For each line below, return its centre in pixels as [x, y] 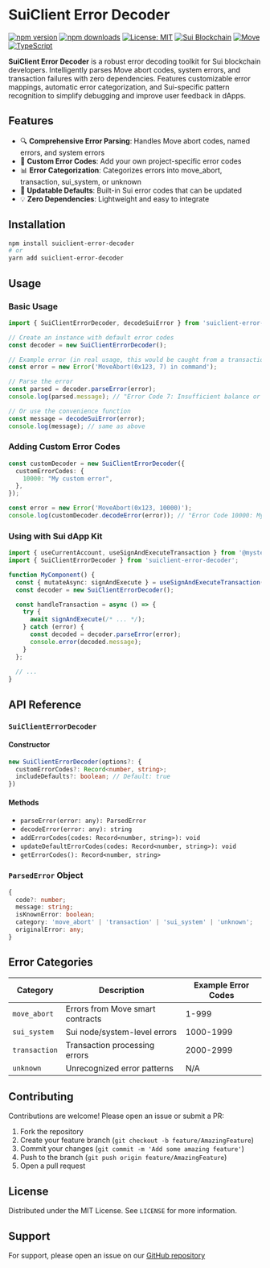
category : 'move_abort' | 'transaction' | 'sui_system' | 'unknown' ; [134, 922]
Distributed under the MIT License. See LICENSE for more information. [123, 1211]
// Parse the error [41, 382]
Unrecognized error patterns [120, 1068]
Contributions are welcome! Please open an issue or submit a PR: [117, 1116]
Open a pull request [53, 1166]
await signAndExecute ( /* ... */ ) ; [88, 619]
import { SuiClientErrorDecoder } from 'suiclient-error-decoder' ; [124, 561]
